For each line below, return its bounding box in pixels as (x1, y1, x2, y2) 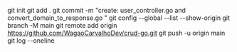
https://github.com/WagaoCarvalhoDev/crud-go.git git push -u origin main (7, 28, 226, 37)
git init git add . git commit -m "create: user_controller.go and (7, 6, 186, 14)
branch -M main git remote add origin (7, 21, 117, 29)
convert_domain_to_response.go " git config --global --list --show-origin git (7, 14, 230, 22)
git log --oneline (7, 36, 55, 45)
